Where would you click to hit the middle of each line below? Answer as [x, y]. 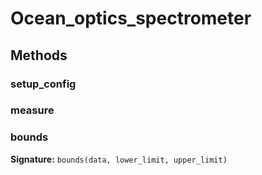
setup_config [43, 84]
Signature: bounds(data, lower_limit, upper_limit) [119, 159]
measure [32, 110]
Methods [39, 55]
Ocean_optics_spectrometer [131, 18]
